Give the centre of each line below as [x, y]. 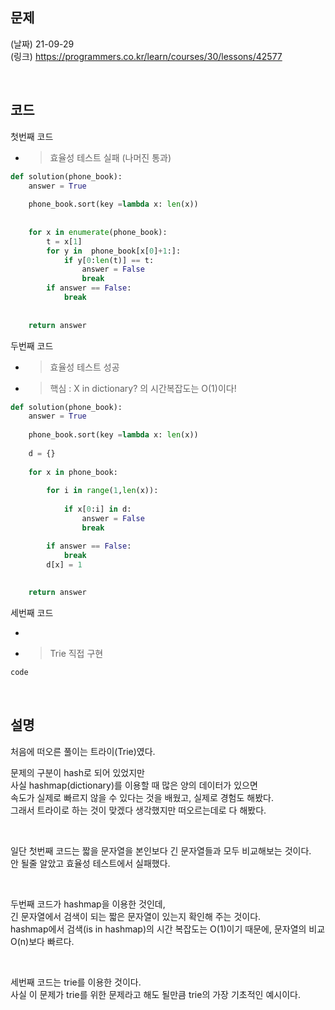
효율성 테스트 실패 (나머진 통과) [110, 157]
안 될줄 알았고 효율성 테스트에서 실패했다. [90, 863]
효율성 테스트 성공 [84, 367]
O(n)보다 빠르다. [42, 941]
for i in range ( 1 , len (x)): [102, 491]
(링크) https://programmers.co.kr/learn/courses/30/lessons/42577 [146, 56]
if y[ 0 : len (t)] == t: [109, 260]
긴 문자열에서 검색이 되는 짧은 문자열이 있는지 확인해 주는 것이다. [136, 916]
